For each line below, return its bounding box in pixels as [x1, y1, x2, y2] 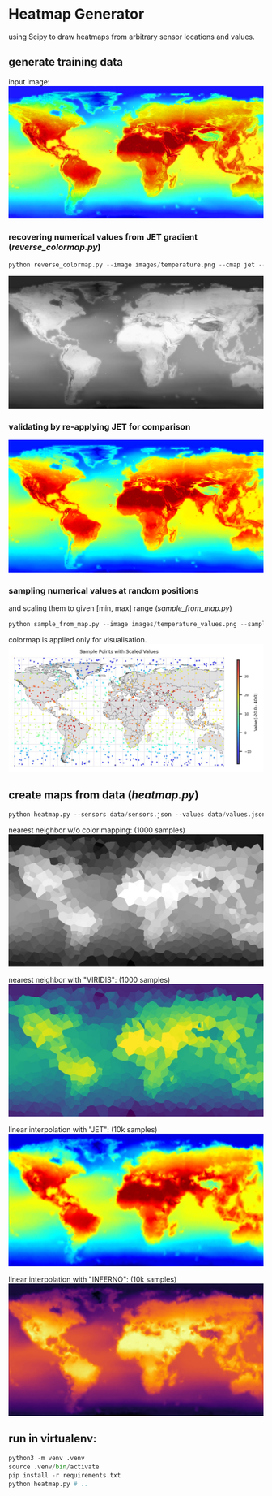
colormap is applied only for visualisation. [8, 634, 147, 644]
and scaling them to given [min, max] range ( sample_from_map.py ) [8, 603, 232, 613]
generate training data [8, 55, 124, 69]
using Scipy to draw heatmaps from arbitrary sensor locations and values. [8, 32, 255, 41]
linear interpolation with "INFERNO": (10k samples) [8, 1274, 177, 1284]
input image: [8, 76, 50, 86]
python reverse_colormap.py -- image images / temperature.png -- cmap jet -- [8, 261, 266, 269]
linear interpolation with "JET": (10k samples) [8, 1124, 158, 1134]
